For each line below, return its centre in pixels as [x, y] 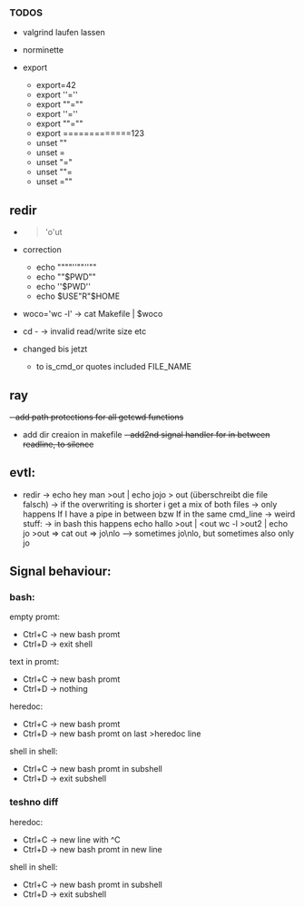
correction [42, 250]
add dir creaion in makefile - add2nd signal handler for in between [146, 434]
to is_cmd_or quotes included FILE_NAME [114, 367]
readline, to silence [58, 444]
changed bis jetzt [55, 349]
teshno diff [34, 803]
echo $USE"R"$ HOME [78, 296]
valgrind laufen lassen [64, 33]
